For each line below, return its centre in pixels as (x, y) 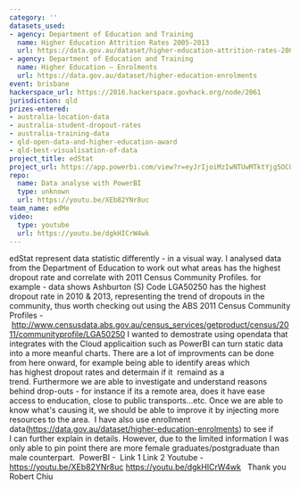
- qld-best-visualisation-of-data (74, 150)
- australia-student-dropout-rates (75, 126)
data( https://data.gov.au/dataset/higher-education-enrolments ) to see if (142, 429)
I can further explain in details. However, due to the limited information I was (149, 439)
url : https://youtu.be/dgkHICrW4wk (83, 233)
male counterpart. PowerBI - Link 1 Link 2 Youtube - (106, 458)
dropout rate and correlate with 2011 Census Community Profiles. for (135, 278)
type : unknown (43, 192)
